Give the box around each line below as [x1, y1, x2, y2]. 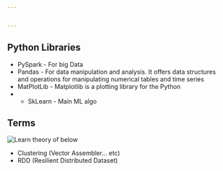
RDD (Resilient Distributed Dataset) [17, 156, 118, 165]
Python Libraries [7, 42, 82, 54]
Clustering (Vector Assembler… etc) [17, 149, 121, 157]
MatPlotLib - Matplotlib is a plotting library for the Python [17, 82, 181, 90]
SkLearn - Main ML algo [27, 97, 98, 105]
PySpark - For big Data [17, 60, 84, 68]
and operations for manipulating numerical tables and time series [17, 74, 204, 83]
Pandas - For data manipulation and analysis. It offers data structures [17, 67, 216, 76]
